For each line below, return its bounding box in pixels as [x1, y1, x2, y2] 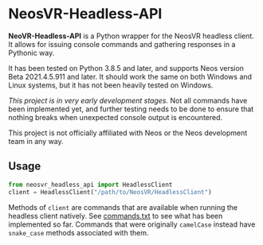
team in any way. [8, 136, 64, 146]
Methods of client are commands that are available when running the [8, 202, 237, 212]
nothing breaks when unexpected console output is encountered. [8, 112, 223, 122]
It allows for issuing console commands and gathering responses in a [8, 39, 236, 49]
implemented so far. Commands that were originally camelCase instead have [8, 220, 256, 229]
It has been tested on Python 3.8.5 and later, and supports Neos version [8, 63, 245, 72]
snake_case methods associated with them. [8, 227, 149, 237]
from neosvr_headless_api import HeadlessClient [8, 181, 173, 189]
